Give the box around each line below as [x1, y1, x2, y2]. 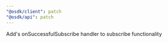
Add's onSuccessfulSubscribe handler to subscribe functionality [6, 30, 163, 37]
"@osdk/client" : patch [6, 8, 62, 15]
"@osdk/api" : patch [6, 14, 54, 20]
